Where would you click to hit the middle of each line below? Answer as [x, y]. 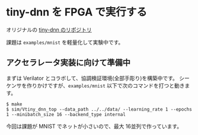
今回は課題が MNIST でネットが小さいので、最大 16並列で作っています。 [94, 126]
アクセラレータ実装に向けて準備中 [68, 63]
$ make [14, 104]
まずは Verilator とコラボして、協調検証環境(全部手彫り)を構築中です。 [92, 78]
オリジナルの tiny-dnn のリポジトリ [49, 30]
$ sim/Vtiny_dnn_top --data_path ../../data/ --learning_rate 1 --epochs [99, 109]
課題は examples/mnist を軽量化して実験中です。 [65, 42]
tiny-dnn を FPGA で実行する [76, 12]
